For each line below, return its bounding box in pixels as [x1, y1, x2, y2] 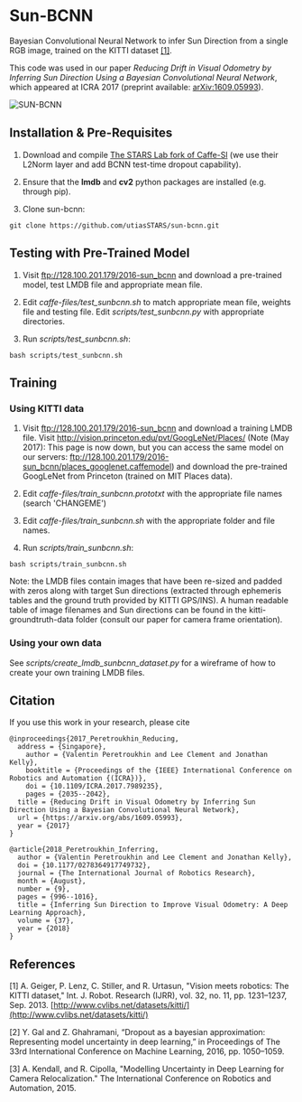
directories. [22, 315, 66, 326]
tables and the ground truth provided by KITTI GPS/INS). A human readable [9, 595, 288, 606]
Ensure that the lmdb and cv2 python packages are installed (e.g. [22, 176, 267, 187]
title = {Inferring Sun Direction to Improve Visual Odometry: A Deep [17, 901, 288, 910]
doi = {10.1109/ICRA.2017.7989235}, [25, 782, 164, 791]
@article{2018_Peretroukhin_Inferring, [9, 845, 160, 855]
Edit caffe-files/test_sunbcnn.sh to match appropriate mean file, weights [22, 296, 291, 307]
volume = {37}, [17, 916, 75, 926]
